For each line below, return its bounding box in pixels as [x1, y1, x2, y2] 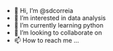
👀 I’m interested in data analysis [13, 14, 107, 22]
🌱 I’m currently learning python [13, 21, 104, 29]
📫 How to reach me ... [13, 37, 79, 44]
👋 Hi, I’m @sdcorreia [13, 7, 74, 14]
